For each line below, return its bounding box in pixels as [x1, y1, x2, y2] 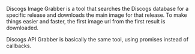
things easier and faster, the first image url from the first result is [6, 18, 166, 25]
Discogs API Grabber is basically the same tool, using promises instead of [6, 36, 189, 43]
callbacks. [6, 42, 32, 49]
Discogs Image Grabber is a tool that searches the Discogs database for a [6, 5, 189, 12]
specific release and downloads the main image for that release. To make [6, 11, 187, 19]
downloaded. [6, 24, 39, 31]
